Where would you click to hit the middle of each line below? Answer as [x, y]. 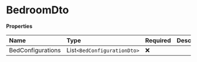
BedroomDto [38, 10]
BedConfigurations [35, 50]
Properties [19, 26]
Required [158, 40]
